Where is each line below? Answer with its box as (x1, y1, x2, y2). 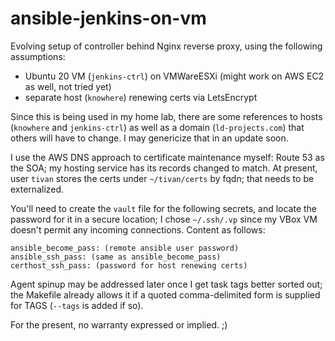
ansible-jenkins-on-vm (10, 7, 207, 30)
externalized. (10, 183, 65, 195)
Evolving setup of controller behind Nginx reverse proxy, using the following (10, 40, 323, 52)
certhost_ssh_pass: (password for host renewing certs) (10, 260, 248, 271)
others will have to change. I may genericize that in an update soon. (10, 132, 289, 144)
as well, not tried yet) (24, 80, 112, 92)
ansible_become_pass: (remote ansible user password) (10, 243, 240, 253)
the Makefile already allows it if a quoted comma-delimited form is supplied (10, 288, 321, 301)
